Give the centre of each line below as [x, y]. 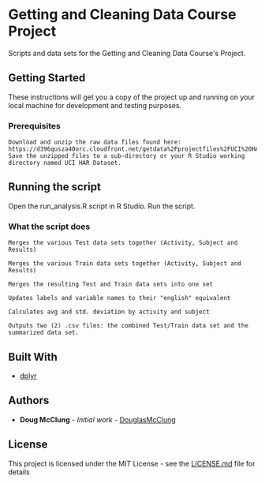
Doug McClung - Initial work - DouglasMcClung [97, 419]
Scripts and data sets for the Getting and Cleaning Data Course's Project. [127, 53]
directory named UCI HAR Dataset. [65, 163]
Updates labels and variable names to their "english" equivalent [119, 298]
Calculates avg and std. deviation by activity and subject [109, 312]
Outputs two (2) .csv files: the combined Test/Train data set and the [128, 326]
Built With [33, 357]
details [19, 472]
